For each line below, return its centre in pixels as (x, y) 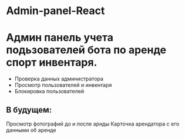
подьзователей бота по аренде (86, 50)
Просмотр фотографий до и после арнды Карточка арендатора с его (93, 124)
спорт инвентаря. (52, 62)
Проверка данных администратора (59, 79)
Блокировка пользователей (49, 91)
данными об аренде (31, 130)
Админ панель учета (60, 38)
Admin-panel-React (55, 11)
